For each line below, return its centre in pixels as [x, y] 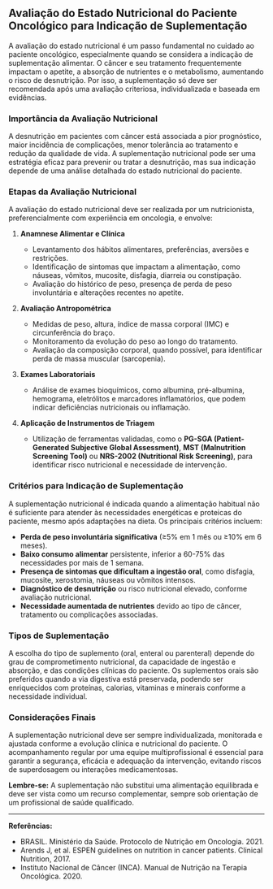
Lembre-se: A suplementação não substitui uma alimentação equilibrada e [134, 785]
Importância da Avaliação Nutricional [83, 119]
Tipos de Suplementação [59, 635]
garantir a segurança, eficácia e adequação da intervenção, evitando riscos [135, 761]
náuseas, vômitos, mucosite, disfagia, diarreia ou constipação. [137, 275]
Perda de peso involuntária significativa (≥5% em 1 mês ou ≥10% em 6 [141, 536]
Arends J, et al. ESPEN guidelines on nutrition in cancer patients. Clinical [141, 850]
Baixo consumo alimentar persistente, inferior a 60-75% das [122, 554]
